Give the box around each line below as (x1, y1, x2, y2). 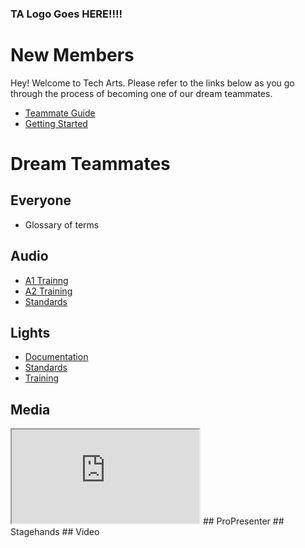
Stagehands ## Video (10, 526, 100, 538)
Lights (10, 325, 51, 342)
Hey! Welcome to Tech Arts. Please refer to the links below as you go (10, 77, 295, 89)
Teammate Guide (24, 107, 96, 119)
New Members (10, 44, 135, 67)
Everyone (10, 192, 72, 209)
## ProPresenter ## (202, 515, 285, 527)
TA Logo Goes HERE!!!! (10, 7, 123, 21)
